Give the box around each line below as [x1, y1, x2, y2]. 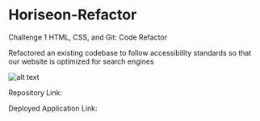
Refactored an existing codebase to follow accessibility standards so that [8, 48, 252, 57]
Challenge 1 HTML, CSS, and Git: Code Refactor [8, 32, 168, 42]
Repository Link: [8, 87, 63, 98]
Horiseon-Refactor [8, 6, 137, 24]
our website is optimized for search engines [8, 56, 155, 66]
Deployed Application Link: [8, 103, 99, 113]
